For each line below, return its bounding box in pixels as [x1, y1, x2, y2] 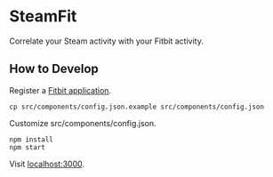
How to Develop [9, 61, 100, 76]
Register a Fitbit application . [9, 84, 112, 95]
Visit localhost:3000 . [9, 158, 85, 169]
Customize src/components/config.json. [9, 117, 157, 128]
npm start [9, 142, 46, 152]
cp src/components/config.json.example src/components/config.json [9, 102, 265, 111]
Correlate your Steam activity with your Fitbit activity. [9, 36, 205, 46]
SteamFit [9, 6, 77, 27]
